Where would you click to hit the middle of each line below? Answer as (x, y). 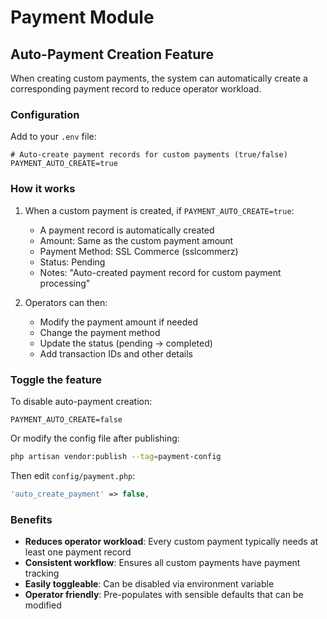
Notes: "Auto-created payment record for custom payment (160, 272)
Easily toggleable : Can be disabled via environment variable (149, 583)
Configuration (45, 114)
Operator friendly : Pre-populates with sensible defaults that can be (164, 594)
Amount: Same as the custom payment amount (136, 240)
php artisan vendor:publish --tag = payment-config (116, 456)
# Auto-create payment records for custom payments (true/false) (149, 155)
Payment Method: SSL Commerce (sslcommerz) (139, 251)
